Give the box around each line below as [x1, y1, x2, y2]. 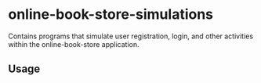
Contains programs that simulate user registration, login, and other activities [8, 31, 253, 41]
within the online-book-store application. [8, 39, 140, 49]
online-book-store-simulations [8, 5, 214, 23]
